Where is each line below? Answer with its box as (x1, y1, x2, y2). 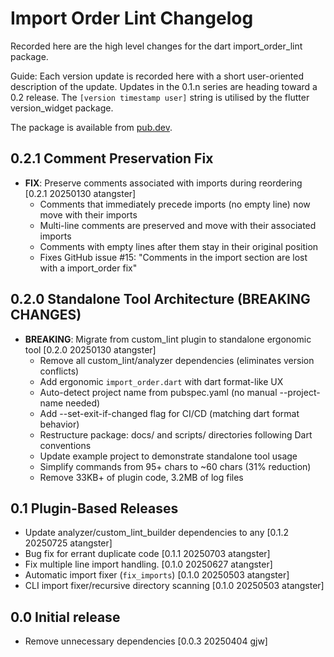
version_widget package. (10, 102, 114, 114)
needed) (65, 397, 101, 409)
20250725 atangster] (24, 537, 113, 549)
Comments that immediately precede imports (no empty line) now (39, 198, 311, 210)
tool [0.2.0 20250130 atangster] (24, 343, 157, 356)
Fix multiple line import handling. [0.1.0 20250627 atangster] (24, 558, 273, 571)
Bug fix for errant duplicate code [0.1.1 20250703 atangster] (24, 548, 271, 560)
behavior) (39, 418, 80, 430)
